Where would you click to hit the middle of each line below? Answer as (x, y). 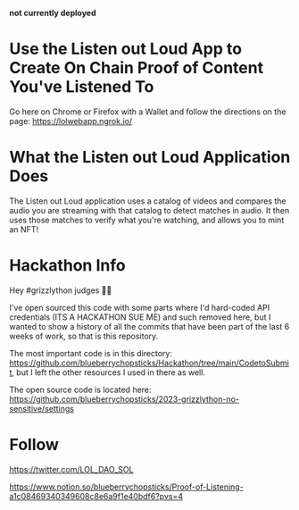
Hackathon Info (68, 266)
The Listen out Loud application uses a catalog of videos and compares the (148, 201)
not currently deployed (53, 13)
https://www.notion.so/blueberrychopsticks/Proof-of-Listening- (126, 487)
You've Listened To (82, 87)
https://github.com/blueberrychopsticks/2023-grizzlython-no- (124, 399)
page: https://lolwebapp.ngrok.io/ (71, 121)
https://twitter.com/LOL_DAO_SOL (71, 469)
